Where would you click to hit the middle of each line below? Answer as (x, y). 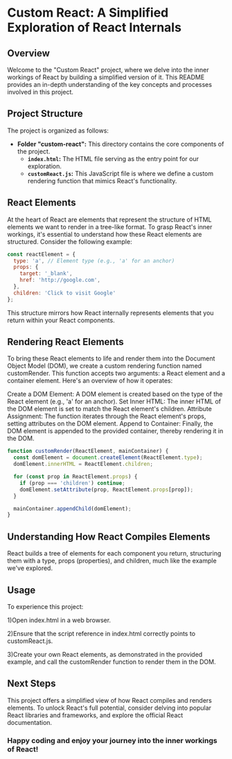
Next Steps (32, 684)
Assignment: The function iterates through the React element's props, (107, 416)
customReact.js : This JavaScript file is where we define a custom (121, 173)
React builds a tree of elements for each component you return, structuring (114, 553)
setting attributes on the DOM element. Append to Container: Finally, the (110, 424)
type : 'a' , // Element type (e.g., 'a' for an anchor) (94, 261)
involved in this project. (41, 92)
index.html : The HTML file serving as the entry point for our (113, 158)
